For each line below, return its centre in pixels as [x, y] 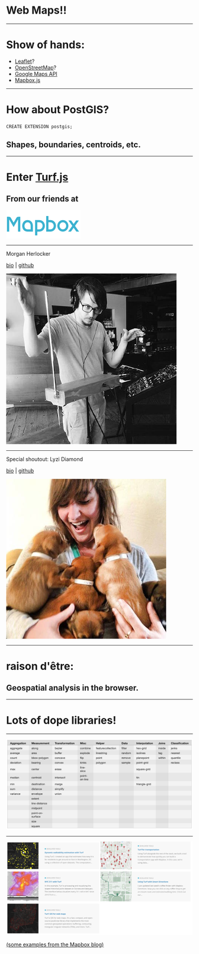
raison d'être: [40, 666]
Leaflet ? [25, 61]
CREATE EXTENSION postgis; [39, 126]
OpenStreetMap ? [36, 67]
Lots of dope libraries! [61, 720]
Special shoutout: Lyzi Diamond [45, 459]
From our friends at [42, 199]
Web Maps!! [36, 10]
